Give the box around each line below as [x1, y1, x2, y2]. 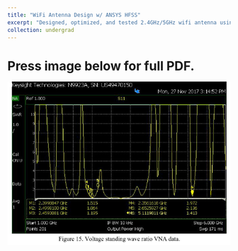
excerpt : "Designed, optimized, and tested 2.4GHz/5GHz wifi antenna [7, 18, 217, 26]
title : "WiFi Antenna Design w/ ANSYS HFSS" [7, 11, 141, 18]
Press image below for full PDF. [7, 57, 195, 74]
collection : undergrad [7, 26, 74, 33]
